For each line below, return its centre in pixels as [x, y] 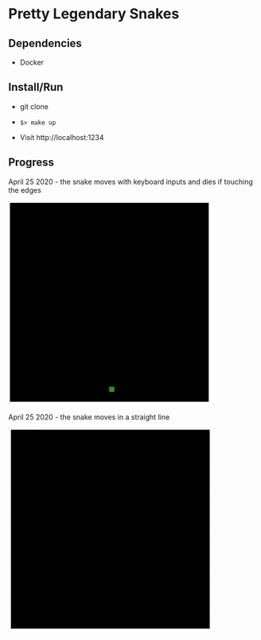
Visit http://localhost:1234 [62, 137]
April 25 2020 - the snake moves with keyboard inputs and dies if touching [130, 181]
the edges [25, 190]
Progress [31, 163]
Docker [32, 62]
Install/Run [36, 87]
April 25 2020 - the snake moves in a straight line [89, 417]
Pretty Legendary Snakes [94, 14]
